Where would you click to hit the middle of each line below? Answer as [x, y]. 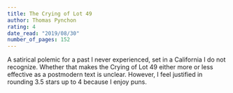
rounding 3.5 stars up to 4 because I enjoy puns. [77, 82]
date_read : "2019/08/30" [43, 33]
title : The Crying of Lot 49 [50, 14]
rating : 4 [22, 27]
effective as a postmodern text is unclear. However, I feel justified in [105, 75]
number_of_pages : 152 [39, 40]
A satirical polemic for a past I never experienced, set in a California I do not [116, 59]
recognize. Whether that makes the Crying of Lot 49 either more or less [110, 67]
